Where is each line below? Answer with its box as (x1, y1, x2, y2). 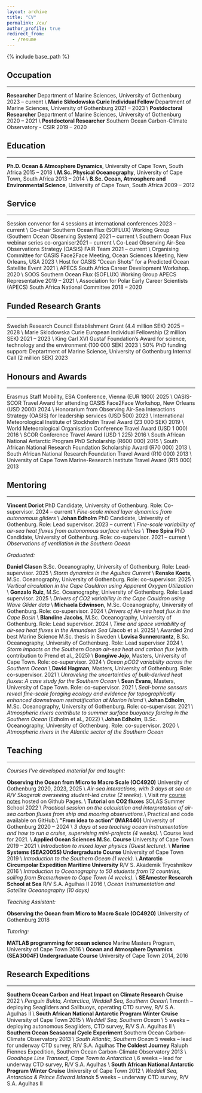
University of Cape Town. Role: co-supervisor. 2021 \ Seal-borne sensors (7, 683, 188, 691)
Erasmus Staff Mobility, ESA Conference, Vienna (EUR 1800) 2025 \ (7, 393, 173, 401)
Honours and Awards (7, 371, 87, 381)
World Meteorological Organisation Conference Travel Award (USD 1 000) (7, 425, 188, 432)
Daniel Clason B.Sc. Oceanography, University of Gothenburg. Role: (7, 563, 175, 570)
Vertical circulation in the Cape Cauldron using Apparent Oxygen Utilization (7, 582, 194, 589)
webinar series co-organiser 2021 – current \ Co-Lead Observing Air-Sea (7, 239, 185, 246)
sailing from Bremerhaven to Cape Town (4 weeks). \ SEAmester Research (7, 874, 193, 881)
